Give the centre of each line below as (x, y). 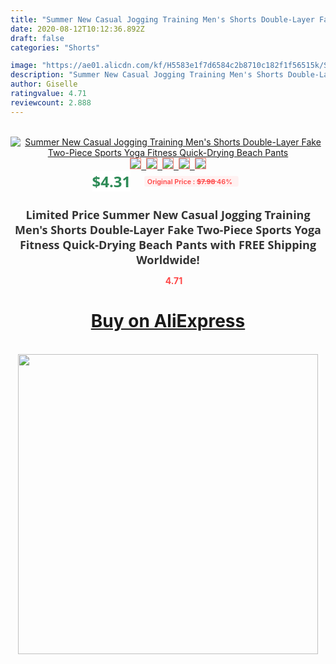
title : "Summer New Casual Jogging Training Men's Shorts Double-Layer (162, 19)
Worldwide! (168, 259)
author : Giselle (44, 84)
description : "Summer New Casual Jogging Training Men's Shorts (147, 75)
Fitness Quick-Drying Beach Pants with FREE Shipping (168, 244)
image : (24, 66)
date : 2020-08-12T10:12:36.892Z (77, 29)
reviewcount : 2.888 (51, 102)
